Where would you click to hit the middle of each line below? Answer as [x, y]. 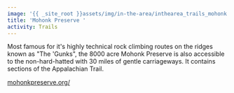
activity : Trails [33, 27]
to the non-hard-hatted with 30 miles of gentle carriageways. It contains [111, 62]
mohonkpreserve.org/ [39, 83]
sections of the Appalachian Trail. [55, 69]
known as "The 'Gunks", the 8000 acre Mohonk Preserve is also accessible [116, 54]
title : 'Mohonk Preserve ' [47, 20]
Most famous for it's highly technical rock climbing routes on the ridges [110, 47]
